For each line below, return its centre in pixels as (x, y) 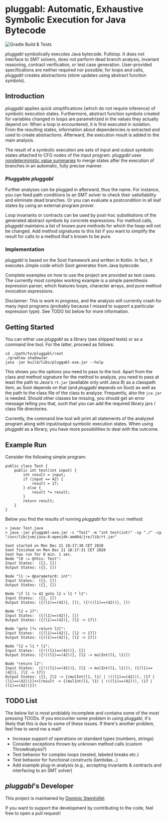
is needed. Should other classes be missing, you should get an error (75, 398)
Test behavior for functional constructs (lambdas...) (65, 760)
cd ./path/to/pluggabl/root (34, 354)
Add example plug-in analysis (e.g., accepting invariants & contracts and (87, 765)
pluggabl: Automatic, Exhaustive (74, 9)
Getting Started (30, 327)
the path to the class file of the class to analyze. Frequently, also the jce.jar (83, 393)
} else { (32, 488)
